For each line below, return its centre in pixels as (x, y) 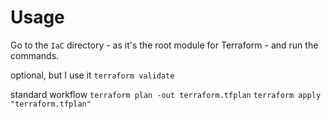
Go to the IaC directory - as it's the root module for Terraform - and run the (164, 45)
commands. (35, 55)
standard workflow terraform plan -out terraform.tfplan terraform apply (166, 94)
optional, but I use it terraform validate (92, 75)
